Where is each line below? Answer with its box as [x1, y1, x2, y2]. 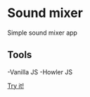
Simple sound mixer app [7, 28, 77, 37]
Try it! [7, 81, 25, 90]
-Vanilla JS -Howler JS [7, 67, 72, 76]
